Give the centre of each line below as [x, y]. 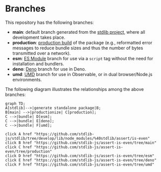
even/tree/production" [29, 151]
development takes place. [39, 37]
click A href [19, 134]
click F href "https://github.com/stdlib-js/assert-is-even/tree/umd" [80, 165]
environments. [27, 80]
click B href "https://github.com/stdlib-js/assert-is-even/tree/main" [81, 143]
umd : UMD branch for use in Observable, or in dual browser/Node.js [82, 74]
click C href [19, 147]
